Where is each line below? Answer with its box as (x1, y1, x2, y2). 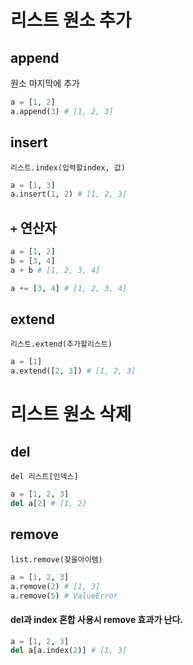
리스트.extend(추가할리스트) (10, 339, 113, 350)
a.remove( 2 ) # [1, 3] (10, 581, 101, 591)
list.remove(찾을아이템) (10, 554, 103, 565)
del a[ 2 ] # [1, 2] (10, 499, 87, 509)
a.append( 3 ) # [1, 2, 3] (10, 106, 114, 116)
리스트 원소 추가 (10, 9, 132, 32)
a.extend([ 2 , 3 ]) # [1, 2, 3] (10, 366, 137, 376)
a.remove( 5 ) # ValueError (10, 591, 118, 601)
